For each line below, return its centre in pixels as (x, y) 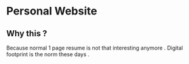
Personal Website (52, 11)
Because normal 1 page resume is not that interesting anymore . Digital (95, 48)
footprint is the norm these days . (48, 54)
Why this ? (27, 34)
